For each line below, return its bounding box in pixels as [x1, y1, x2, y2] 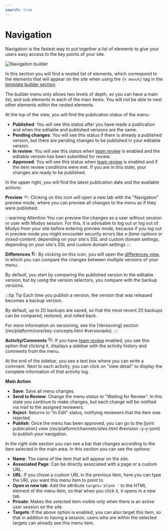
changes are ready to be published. [12, 169, 86, 175]
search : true [5, 7, 33, 13]
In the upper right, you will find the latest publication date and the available [5, 179, 159, 185]
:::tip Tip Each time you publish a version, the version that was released [5, 292, 152, 298]
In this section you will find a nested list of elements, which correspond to [5, 70, 157, 77]
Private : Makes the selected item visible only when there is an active [12, 498, 154, 504]
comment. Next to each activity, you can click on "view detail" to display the [5, 363, 162, 369]
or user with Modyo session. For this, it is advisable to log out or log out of [5, 220, 158, 226]
